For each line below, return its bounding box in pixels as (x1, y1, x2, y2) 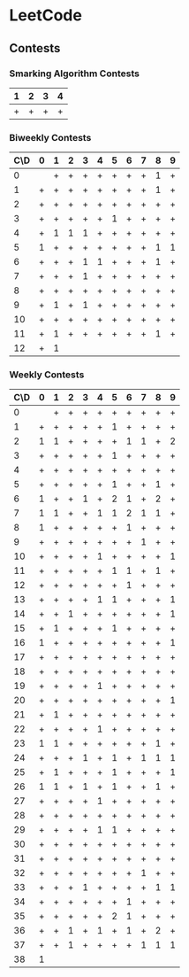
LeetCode (9, 5, 82, 26)
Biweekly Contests (9, 131, 92, 143)
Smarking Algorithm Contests (9, 67, 140, 80)
